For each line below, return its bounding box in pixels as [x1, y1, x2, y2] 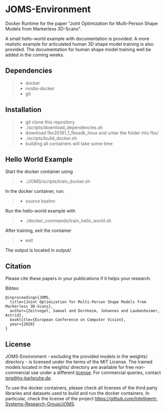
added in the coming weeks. [5, 52, 64, 58]
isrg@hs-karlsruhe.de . [5, 375, 52, 381]
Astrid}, [5, 313, 24, 318]
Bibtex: [5, 285, 20, 291]
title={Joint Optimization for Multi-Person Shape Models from [10, 299, 146, 305]
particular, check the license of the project [5, 396, 94, 401]
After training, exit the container [5, 227, 72, 234]
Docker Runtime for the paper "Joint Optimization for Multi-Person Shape [5, 20, 158, 26]
